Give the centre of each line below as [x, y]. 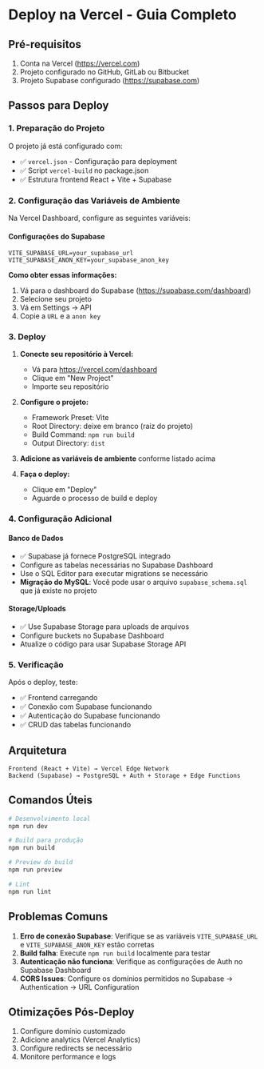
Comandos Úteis [51, 801]
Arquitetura [37, 750]
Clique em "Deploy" [64, 490]
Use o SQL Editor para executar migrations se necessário [114, 573]
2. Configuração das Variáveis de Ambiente [95, 200]
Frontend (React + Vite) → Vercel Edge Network [89, 769]
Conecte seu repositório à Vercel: [77, 354]
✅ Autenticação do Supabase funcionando [90, 716]
